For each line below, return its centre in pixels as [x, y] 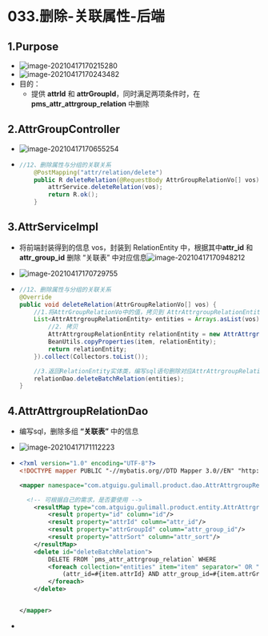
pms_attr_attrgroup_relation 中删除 [90, 104]
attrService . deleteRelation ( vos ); [106, 187]
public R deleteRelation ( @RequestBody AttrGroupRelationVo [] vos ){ [148, 180]
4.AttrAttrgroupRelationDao [78, 411]
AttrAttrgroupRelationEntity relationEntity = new [134, 334]
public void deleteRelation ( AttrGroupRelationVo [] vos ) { [118, 304]
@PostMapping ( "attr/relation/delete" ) [98, 172]
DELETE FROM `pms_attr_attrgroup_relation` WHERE [132, 559]
